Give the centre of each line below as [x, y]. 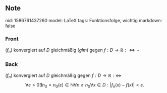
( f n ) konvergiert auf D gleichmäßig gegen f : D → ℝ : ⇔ [64, 76]
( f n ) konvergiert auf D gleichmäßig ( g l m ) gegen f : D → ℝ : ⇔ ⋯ [73, 51]
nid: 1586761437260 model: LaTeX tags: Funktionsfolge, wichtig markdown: [84, 20]
